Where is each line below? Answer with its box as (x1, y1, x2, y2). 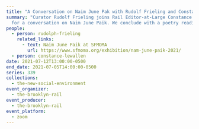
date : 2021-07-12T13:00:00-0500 (6, 58, 86, 64)
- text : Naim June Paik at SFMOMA (21, 42, 108, 48)
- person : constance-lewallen (11, 53, 86, 59)
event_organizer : (6, 86, 49, 92)
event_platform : (6, 108, 46, 114)
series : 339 (6, 70, 36, 75)
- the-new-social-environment (11, 81, 86, 87)
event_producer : (6, 97, 46, 103)
